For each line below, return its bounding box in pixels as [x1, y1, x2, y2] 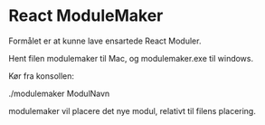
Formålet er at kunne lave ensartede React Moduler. [8, 35, 202, 46]
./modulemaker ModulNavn [8, 88, 110, 99]
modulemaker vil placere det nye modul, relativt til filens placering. [8, 105, 257, 116]
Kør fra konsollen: [8, 70, 74, 82]
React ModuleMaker [8, 5, 164, 26]
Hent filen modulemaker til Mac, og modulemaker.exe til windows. [8, 53, 254, 63]
